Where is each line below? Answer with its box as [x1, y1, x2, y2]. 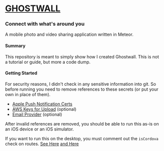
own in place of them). [5, 91, 51, 97]
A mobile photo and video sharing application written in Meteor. [5, 31, 134, 37]
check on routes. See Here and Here [5, 141, 79, 147]
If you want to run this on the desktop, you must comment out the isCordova [5, 135, 159, 141]
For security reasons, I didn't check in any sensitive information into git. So [5, 81, 156, 87]
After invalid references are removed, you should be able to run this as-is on [5, 121, 159, 126]
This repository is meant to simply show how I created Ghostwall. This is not [5, 53, 160, 59]
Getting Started [5, 70, 38, 76]
